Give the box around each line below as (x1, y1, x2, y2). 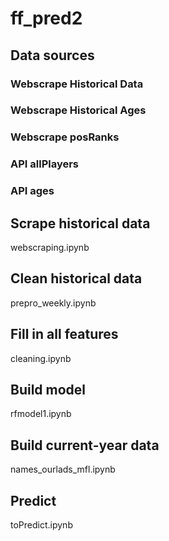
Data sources (10, 47, 95, 64)
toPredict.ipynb (10, 519, 73, 531)
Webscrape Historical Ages (10, 103, 147, 117)
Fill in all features (10, 326, 119, 343)
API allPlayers (10, 157, 80, 171)
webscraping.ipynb (10, 242, 90, 253)
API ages (10, 184, 55, 198)
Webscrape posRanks (10, 130, 120, 144)
